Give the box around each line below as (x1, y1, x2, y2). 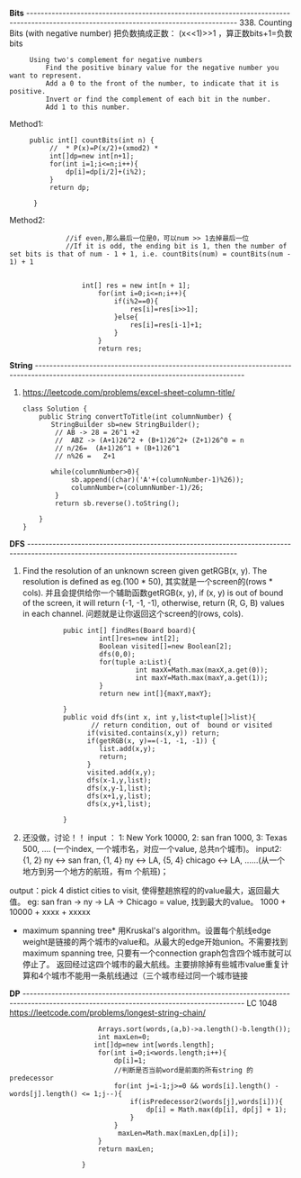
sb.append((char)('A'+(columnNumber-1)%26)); (70, 476, 244, 485)
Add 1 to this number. (45, 103, 130, 112)
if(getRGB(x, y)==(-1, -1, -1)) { (86, 737, 217, 746)
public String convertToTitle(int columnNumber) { (39, 412, 233, 421)
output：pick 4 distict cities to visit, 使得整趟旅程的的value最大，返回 (9, 885, 264, 895)
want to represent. (9, 71, 83, 80)
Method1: (9, 119, 44, 129)
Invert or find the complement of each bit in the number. (45, 95, 271, 104)
